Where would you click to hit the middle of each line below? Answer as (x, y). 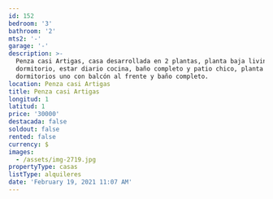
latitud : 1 (27, 106)
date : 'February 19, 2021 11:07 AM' (70, 182)
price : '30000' (34, 115)
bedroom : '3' (30, 24)
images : (22, 152)
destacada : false (38, 122)
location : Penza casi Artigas (60, 84)
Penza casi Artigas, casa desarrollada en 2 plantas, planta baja (130, 62)
